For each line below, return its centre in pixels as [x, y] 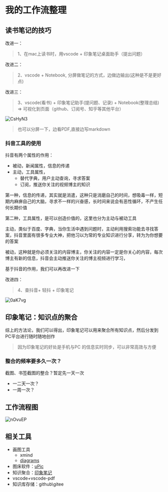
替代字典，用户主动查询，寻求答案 [55, 178]
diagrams [29, 460]
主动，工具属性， [30, 172]
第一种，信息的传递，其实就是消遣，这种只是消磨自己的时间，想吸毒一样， [82, 195]
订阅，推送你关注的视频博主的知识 [55, 184]
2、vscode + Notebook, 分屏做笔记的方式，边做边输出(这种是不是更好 [89, 75]
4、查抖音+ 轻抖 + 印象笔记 [45, 290]
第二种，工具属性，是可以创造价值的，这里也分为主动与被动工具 [71, 218]
